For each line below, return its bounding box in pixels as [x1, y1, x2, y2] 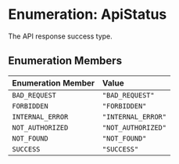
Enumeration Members [8, 54, 123, 67]
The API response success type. [8, 31, 113, 41]
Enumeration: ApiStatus [8, 5, 167, 24]
